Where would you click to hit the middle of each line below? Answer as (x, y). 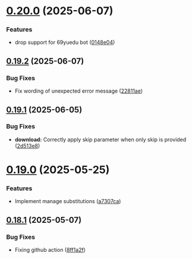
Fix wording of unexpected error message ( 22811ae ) (79, 91)
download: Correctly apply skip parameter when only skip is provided (100, 139)
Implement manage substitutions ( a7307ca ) (68, 201)
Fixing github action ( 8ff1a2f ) (50, 250)
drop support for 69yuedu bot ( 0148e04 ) (65, 42)
